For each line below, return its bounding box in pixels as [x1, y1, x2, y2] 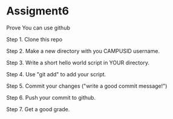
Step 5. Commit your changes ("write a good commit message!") [6, 82, 168, 90]
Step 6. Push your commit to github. [6, 94, 96, 101]
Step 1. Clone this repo [6, 35, 62, 43]
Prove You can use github [6, 24, 71, 31]
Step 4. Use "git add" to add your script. [6, 70, 106, 78]
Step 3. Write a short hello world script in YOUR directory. [6, 59, 150, 66]
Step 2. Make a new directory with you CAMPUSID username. [6, 47, 160, 55]
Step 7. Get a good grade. [6, 105, 70, 112]
